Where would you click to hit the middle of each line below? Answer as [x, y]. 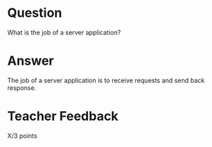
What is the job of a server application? [64, 32]
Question [35, 13]
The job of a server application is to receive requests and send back [106, 80]
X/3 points [22, 136]
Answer [31, 61]
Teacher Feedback [63, 116]
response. [22, 88]
